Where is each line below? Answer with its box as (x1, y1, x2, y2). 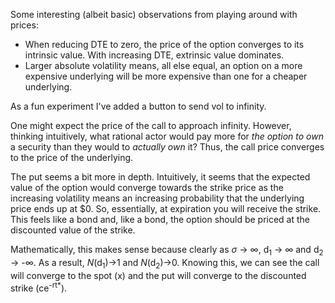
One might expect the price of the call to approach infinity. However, (10, 120, 292, 131)
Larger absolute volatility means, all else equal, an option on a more (24, 60, 303, 71)
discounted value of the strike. (10, 224, 136, 236)
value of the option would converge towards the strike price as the (10, 182, 284, 193)
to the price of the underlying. (10, 152, 134, 163)
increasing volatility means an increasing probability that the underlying (10, 192, 305, 204)
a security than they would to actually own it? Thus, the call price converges (10, 141, 325, 153)
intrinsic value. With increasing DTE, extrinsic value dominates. (24, 49, 285, 61)
